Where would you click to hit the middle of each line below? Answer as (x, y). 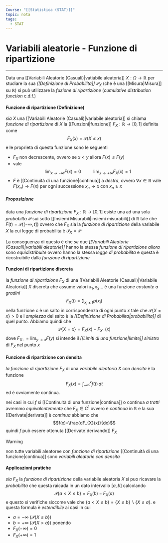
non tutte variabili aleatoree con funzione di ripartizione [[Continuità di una (82, 451)
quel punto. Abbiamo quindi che (38, 321)
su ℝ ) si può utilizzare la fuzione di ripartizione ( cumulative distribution (78, 90)
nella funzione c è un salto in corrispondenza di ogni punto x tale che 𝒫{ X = (84, 311)
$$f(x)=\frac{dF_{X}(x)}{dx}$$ (84, 423)
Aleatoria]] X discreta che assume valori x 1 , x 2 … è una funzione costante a (82, 287)
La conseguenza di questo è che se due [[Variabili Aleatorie (67, 242)
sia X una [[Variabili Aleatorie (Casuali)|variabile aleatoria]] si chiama (76, 118)
